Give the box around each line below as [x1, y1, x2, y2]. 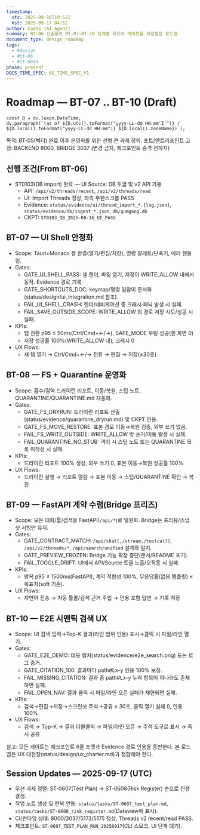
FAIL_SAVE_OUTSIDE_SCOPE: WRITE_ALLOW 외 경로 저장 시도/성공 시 [23, 308, 193, 315]
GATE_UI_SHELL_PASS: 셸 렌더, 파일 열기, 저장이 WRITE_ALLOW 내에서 [23, 271, 195, 278]
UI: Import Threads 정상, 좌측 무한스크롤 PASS [23, 195, 134, 201]
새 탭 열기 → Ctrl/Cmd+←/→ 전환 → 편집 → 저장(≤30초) [23, 351, 157, 358]
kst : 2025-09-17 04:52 [11, 20, 68, 26]
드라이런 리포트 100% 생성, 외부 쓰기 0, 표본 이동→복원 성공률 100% [23, 459, 184, 466]
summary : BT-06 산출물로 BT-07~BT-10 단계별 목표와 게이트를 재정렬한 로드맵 [6, 31, 178, 37]
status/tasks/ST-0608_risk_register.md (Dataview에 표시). [14, 808, 158, 815]
